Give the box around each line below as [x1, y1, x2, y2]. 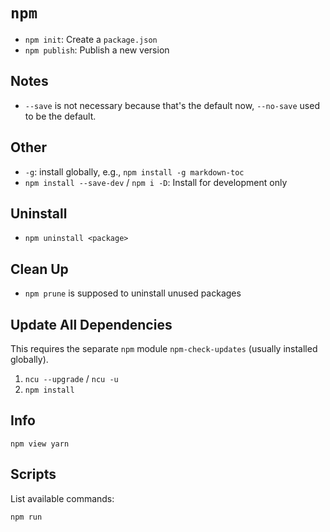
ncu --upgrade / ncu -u [24, 373, 119, 384]
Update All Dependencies [10, 316, 173, 333]
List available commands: [10, 492, 115, 504]
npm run [10, 512, 43, 522]
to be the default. [24, 110, 97, 122]
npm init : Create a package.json [24, 33, 158, 45]
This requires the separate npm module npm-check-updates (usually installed [10, 343, 318, 354]
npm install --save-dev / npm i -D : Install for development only [24, 176, 288, 188]
